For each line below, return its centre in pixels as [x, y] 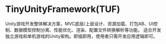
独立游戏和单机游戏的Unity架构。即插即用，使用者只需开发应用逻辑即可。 [81, 36]
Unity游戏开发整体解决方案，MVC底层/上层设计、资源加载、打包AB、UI [79, 23]
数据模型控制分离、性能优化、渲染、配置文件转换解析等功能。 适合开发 [88, 30]
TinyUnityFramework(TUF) [63, 9]
